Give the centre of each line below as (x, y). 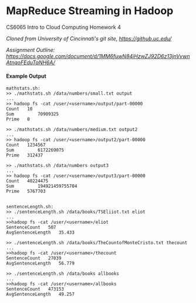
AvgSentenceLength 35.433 (40, 233)
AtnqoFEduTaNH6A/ (31, 62)
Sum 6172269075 (35, 150)
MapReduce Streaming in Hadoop (90, 11)
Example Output (26, 76)
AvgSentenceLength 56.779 (40, 264)
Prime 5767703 (26, 192)
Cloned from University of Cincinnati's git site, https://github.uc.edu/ (89, 38)
